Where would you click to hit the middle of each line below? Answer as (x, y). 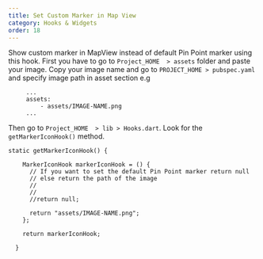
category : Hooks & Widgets (53, 23)
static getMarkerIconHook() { (58, 151)
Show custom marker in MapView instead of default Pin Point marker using (130, 53)
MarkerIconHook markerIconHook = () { (86, 165)
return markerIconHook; (62, 234)
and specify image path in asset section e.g (79, 78)
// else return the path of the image (93, 179)
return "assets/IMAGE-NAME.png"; (84, 213)
